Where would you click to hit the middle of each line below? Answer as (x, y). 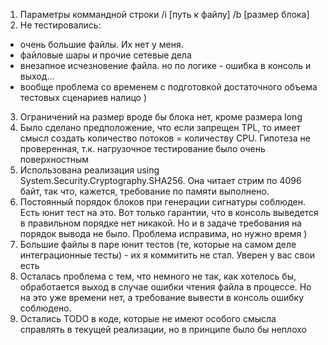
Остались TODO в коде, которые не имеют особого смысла (148, 318)
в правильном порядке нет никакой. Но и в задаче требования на (160, 223)
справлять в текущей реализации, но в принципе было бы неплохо (163, 329)
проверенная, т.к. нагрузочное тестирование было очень (142, 148)
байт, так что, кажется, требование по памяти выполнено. (144, 191)
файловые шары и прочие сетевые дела (105, 55)
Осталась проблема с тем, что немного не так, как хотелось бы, (158, 276)
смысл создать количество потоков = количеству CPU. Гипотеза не (165, 138)
